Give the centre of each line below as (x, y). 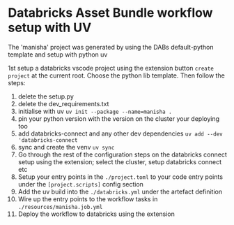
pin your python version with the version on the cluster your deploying (119, 118)
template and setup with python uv (58, 55)
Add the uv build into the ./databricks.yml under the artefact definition (120, 191)
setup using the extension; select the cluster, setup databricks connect (120, 161)
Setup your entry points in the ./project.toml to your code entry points (120, 177)
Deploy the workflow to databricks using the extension (96, 214)
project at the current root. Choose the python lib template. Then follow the (116, 75)
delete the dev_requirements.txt (63, 103)
